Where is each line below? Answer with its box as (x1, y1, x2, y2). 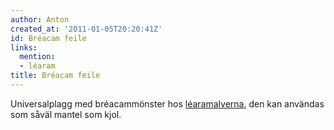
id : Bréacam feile (10, 33, 87, 43)
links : (10, 42, 38, 53)
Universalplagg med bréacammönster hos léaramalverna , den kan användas (10, 97, 325, 110)
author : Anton (10, 14, 70, 25)
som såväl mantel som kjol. (10, 108, 122, 120)
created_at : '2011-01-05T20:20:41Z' (10, 24, 163, 34)
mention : (19, 52, 56, 62)
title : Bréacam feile (10, 71, 101, 81)
